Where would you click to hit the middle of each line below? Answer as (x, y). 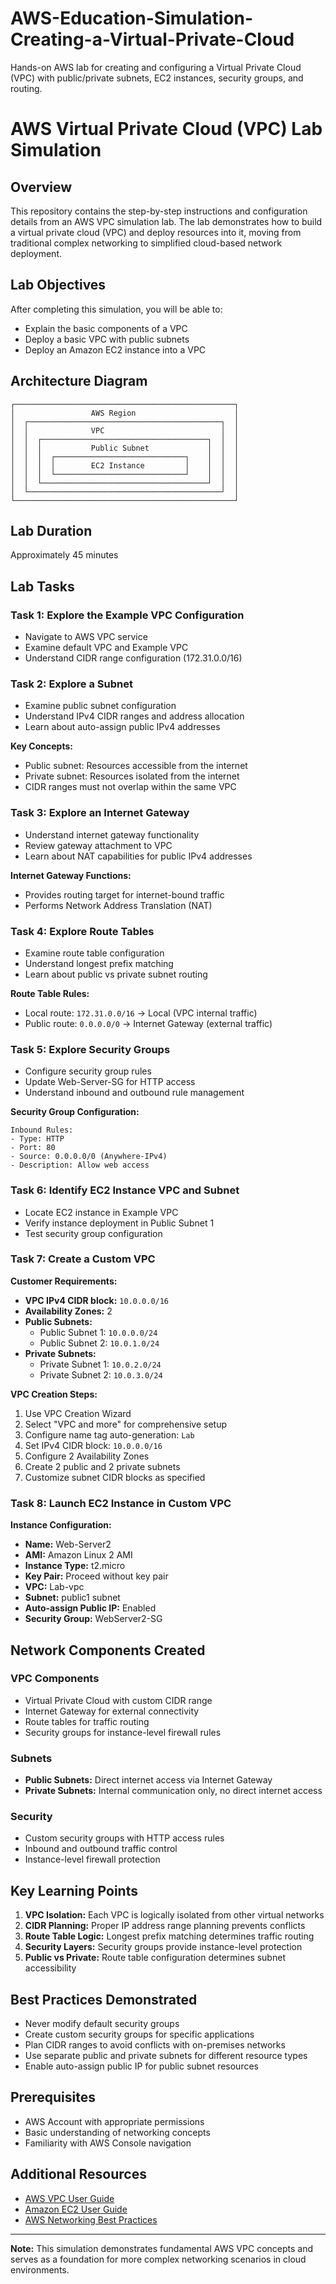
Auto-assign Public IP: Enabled (90, 1608)
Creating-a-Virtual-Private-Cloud (152, 39)
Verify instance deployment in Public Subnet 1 (119, 1223)
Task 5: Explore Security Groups (90, 1049)
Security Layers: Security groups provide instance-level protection (163, 1947)
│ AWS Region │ (125, 413)
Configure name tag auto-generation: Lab (109, 1434)
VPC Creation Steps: (54, 1394)
